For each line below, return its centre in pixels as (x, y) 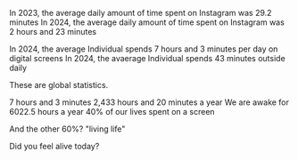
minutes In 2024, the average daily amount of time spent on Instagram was (147, 22)
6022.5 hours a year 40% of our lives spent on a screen (112, 112)
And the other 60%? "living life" (67, 129)
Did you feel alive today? (54, 146)
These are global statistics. (59, 85)
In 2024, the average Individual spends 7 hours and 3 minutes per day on (144, 49)
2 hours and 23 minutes (53, 32)
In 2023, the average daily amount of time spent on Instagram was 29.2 (141, 13)
